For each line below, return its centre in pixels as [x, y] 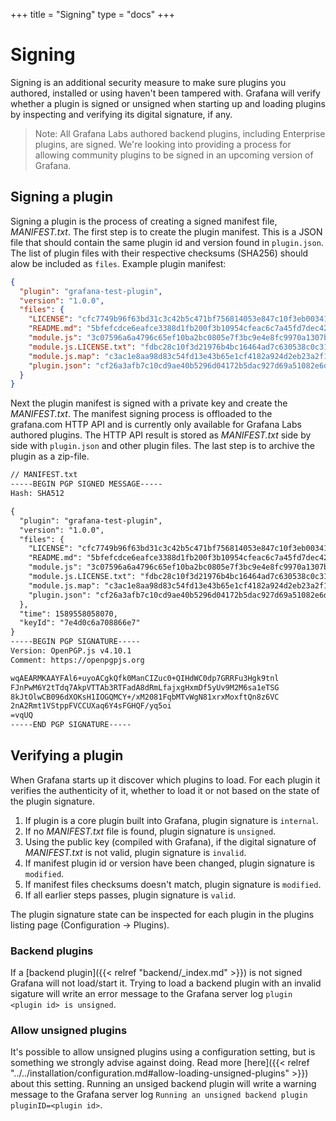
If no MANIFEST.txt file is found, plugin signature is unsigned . [150, 831]
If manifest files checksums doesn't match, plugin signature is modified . [173, 884]
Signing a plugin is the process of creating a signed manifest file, [144, 221]
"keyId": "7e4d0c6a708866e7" [80, 623]
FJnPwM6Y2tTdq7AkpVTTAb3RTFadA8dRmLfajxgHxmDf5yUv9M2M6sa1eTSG [145, 687]
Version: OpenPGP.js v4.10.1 [71, 651]
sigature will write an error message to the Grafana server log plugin [151, 994]
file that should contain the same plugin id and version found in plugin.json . [167, 242]
